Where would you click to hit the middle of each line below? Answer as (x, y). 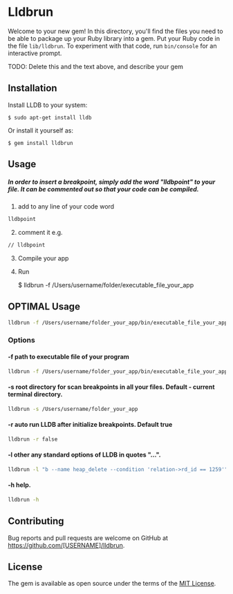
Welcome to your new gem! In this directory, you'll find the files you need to (115, 31)
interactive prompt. (35, 53)
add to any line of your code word (66, 207)
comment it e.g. (40, 232)
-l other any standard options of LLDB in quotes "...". (84, 455)
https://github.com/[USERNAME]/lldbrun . (66, 545)
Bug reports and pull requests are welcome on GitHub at (88, 538)
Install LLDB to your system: (48, 105)
